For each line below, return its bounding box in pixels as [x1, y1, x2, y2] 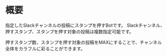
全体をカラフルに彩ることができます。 [5, 45, 86, 51]
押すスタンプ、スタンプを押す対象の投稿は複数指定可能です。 [5, 28, 134, 34]
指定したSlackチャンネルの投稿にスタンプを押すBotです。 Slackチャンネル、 [5, 22, 165, 28]
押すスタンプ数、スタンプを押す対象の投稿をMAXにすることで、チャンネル [5, 39, 162, 45]
